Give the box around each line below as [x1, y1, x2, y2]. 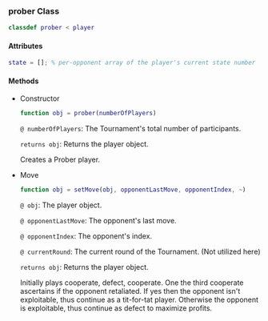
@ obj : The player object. [19, 200, 102, 210]
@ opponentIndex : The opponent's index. [19, 231, 153, 241]
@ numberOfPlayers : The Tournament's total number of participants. [19, 124, 242, 134]
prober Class [8, 6, 60, 17]
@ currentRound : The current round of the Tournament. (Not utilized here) [19, 247, 262, 257]
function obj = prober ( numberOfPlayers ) [19, 110, 157, 118]
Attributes [8, 41, 43, 50]
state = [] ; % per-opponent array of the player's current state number [8, 58, 256, 67]
